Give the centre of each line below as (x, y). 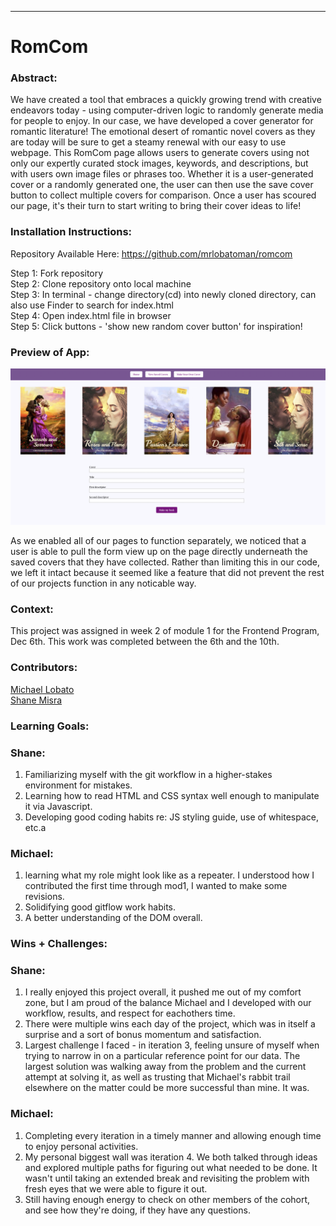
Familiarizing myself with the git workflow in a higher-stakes (148, 774)
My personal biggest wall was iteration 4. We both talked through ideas (171, 1157)
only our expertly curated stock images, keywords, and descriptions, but (159, 163)
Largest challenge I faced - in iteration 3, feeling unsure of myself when (172, 1045)
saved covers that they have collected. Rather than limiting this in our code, (165, 562)
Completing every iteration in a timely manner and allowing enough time (173, 1135)
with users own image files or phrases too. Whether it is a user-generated (162, 174)
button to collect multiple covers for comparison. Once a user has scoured (163, 195)
